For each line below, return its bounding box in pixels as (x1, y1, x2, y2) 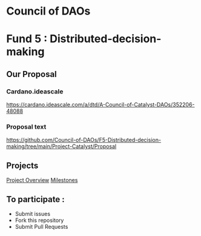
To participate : (6, 194, 65, 204)
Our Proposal (6, 69, 58, 79)
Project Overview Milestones (6, 177, 78, 184)
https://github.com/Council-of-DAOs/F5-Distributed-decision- (6, 137, 162, 144)
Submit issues (15, 210, 50, 217)
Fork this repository (15, 217, 64, 224)
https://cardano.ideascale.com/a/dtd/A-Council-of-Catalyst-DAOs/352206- (6, 101, 195, 109)
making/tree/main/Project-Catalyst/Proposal (6, 143, 117, 150)
